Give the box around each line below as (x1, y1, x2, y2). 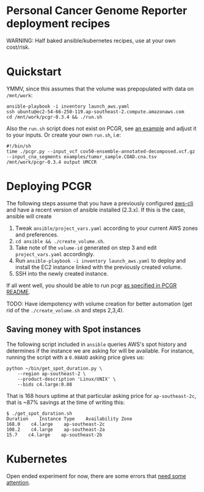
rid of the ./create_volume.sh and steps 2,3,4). (6, 306, 124, 314)
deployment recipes (6, 17, 111, 31)
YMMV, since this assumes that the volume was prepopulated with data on (6, 85, 194, 92)
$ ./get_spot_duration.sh (6, 410, 72, 416)
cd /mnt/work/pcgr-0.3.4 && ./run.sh (6, 114, 103, 120)
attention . (6, 479, 31, 486)
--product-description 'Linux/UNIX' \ (17, 376, 116, 382)
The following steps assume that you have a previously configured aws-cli (6, 199, 194, 207)
